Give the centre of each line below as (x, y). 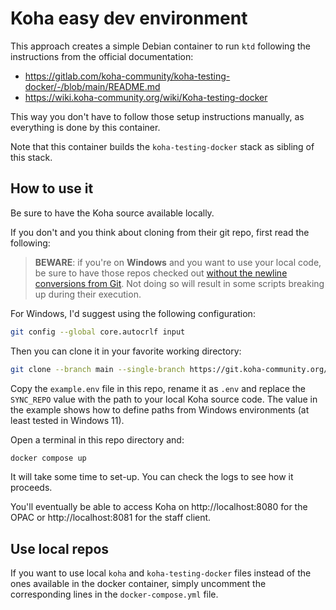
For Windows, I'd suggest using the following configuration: (133, 313)
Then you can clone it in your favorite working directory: (126, 351)
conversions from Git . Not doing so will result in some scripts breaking (179, 283)
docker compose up (48, 458)
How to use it (52, 188)
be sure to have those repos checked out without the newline (161, 273)
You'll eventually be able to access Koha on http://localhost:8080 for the (159, 507)
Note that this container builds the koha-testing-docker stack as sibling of (162, 146)
